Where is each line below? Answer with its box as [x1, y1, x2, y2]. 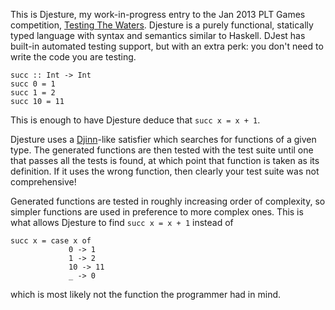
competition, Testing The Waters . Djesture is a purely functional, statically [10, 19, 314, 31]
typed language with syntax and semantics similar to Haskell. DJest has [10, 30, 306, 41]
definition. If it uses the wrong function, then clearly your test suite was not [10, 165, 320, 177]
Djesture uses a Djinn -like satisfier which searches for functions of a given [10, 134, 317, 145]
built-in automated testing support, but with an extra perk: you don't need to [10, 40, 324, 52]
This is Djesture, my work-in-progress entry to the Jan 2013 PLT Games [10, 9, 306, 20]
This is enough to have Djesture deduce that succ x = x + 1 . [10, 114, 261, 126]
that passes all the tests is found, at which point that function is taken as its [10, 155, 320, 166]
